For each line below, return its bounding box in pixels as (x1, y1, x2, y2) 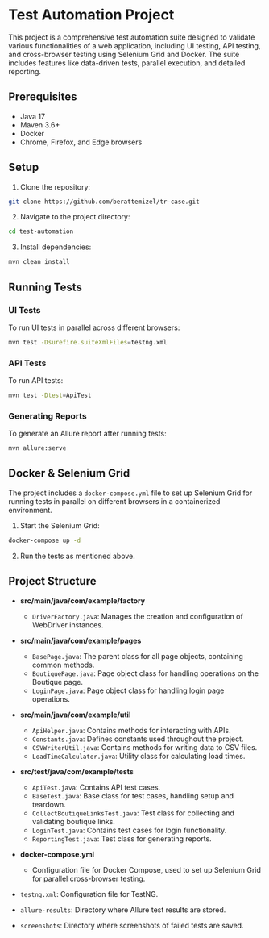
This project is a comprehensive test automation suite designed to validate (8, 32, 255, 42)
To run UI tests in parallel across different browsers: (8, 323, 180, 332)
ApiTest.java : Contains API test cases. (31, 782, 161, 792)
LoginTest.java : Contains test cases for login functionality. (31, 825, 227, 835)
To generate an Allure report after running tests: (8, 429, 167, 439)
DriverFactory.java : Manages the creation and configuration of (31, 611, 243, 621)
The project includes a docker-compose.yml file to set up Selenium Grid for (8, 488, 253, 498)
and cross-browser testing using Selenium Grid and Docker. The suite (8, 49, 240, 59)
